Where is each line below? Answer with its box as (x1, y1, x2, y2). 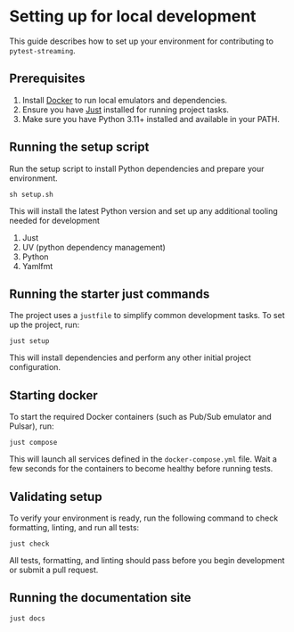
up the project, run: (9, 319, 80, 331)
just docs (9, 613, 46, 623)
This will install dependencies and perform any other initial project (9, 352, 251, 363)
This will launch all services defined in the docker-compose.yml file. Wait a (9, 454, 278, 464)
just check (9, 539, 50, 548)
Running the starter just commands (9, 286, 210, 301)
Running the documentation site (9, 590, 192, 605)
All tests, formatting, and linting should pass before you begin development (9, 555, 285, 565)
